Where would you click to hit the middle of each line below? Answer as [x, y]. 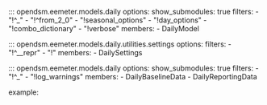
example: [23, 92]
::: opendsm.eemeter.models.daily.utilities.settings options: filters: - [120, 44]
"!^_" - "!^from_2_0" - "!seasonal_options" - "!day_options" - [108, 20]
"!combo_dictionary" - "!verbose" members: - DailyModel [104, 28]
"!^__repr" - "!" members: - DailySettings [75, 52]
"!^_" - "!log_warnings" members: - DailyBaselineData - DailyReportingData [133, 77]
